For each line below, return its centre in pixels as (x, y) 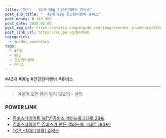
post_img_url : (20, 28)
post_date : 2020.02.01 (28, 23)
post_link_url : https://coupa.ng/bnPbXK (47, 32)
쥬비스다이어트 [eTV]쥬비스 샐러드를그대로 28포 (58, 118)
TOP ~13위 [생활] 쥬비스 (36, 131)
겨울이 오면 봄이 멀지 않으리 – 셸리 (50, 94)
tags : (11, 46)
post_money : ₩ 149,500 (28, 19)
